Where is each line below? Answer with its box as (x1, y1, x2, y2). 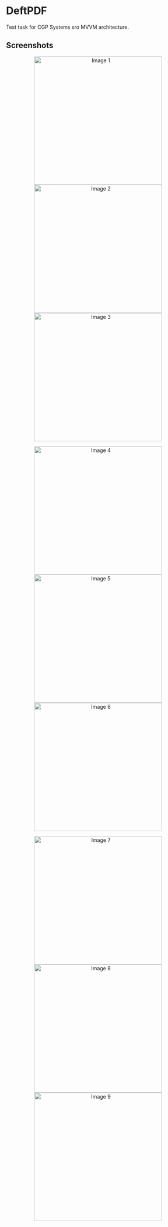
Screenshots (6, 40, 54, 50)
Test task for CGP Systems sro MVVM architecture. (6, 23, 129, 30)
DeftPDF (6, 4, 48, 18)
